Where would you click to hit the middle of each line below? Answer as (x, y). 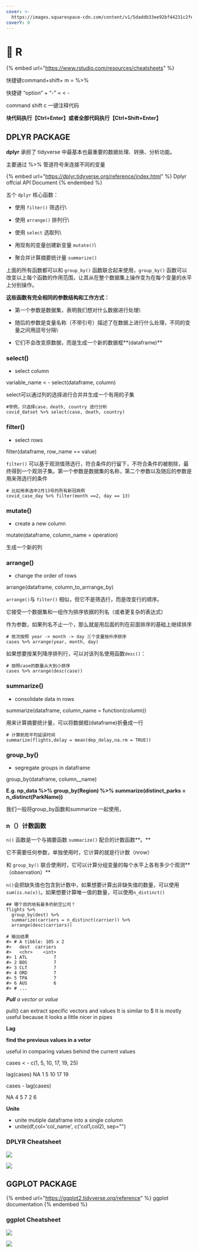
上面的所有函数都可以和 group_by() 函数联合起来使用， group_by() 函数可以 (97, 270)
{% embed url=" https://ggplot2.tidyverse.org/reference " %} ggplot (88, 1198)
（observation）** (29, 872)
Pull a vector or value (32, 999)
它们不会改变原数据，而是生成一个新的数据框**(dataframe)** (88, 343)
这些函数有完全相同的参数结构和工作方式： (58, 298)
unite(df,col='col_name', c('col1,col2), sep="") (70, 1127)
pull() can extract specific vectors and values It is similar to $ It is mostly (94, 1011)
